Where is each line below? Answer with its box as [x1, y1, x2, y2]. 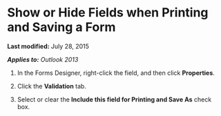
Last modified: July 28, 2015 [7, 42, 90, 50]
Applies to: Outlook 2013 [7, 55, 79, 63]
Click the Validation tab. [17, 82, 86, 90]
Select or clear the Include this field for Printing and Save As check [17, 95, 212, 104]
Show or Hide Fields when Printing [7, 5, 209, 21]
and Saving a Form [7, 19, 116, 35]
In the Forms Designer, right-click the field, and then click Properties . [17, 69, 215, 77]
